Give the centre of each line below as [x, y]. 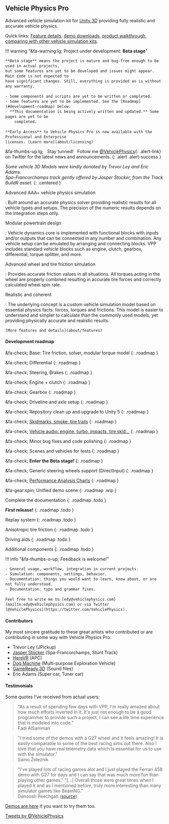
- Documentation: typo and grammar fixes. [50, 589]
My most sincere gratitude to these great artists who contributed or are [79, 632]
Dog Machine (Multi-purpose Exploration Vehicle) [64, 663]
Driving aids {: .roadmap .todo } [38, 540]
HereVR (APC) [27, 658]
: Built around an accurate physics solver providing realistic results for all [81, 202]
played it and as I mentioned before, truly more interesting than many [89, 785]
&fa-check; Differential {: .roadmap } [43, 363]
